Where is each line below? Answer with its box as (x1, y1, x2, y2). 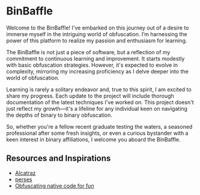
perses (14, 176, 32, 183)
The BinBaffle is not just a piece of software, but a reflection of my (6, 48, 171, 55)
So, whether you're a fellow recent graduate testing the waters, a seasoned (6, 123, 193, 130)
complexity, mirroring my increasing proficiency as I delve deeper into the (6, 67, 189, 75)
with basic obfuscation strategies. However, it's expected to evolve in (6, 61, 178, 69)
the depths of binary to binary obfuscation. (6, 111, 113, 119)
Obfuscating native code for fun (14, 182, 94, 189)
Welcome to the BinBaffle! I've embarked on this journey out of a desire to (6, 24, 189, 31)
